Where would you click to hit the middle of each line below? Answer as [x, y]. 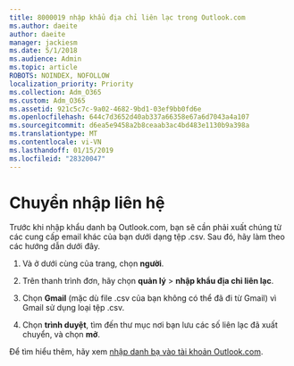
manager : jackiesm [43, 42]
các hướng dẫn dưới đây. [55, 246]
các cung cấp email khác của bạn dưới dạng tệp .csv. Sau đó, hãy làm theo [147, 237]
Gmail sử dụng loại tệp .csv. [73, 308]
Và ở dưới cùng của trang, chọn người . [93, 263]
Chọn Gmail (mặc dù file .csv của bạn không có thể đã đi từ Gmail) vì [149, 298]
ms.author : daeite [43, 26]
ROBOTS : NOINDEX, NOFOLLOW [59, 76]
